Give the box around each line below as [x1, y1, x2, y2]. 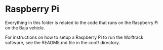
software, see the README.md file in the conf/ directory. [5, 39, 120, 45]
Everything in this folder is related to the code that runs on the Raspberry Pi [5, 20, 159, 25]
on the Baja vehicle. [5, 25, 45, 30]
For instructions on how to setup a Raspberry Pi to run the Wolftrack [5, 34, 144, 40]
